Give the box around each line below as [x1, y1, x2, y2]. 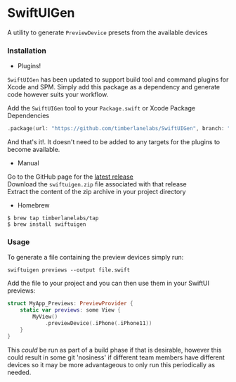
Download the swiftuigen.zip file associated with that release [7, 180, 188, 189]
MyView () [32, 313, 58, 321]
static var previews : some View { [20, 307, 121, 314]
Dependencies [7, 111, 50, 120]
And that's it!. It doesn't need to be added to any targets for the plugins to [7, 138, 221, 146]
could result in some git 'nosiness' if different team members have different [7, 353, 225, 362]
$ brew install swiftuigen [7, 221, 86, 228]
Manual [17, 159, 40, 167]
